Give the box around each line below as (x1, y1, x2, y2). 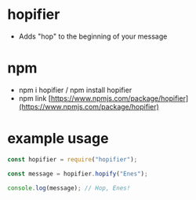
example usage (7, 130, 109, 147)
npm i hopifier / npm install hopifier (18, 85, 132, 94)
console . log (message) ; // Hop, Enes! (7, 183, 131, 192)
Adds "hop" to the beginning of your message (18, 31, 168, 41)
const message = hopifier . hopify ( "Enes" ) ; (7, 169, 148, 178)
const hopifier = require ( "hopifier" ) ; (7, 155, 138, 163)
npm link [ (18, 93, 52, 103)
